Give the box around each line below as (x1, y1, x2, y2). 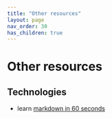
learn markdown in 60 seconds (16, 105, 105, 113)
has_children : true (7, 29, 63, 36)
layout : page (7, 17, 45, 23)
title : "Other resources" (7, 10, 81, 17)
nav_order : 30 (7, 23, 48, 30)
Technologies (7, 86, 67, 98)
